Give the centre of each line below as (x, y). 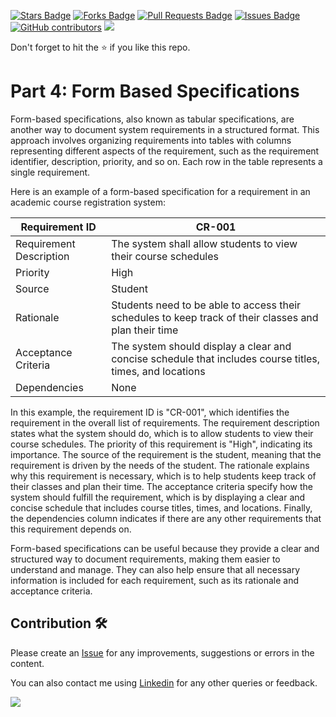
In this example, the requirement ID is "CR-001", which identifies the (150, 412)
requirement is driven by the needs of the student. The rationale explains (160, 465)
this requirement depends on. (71, 529)
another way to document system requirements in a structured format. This (165, 129)
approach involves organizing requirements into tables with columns (151, 140)
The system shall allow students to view (204, 243)
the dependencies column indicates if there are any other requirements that (166, 518)
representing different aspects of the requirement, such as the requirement (165, 151)
